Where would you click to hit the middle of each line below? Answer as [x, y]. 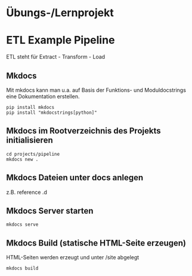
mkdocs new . [22, 159]
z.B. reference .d [27, 192]
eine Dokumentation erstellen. [43, 96]
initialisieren [30, 140]
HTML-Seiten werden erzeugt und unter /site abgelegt [73, 257]
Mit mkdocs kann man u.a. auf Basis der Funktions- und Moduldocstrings [96, 90]
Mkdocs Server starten [50, 210]
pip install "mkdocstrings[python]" [52, 113]
